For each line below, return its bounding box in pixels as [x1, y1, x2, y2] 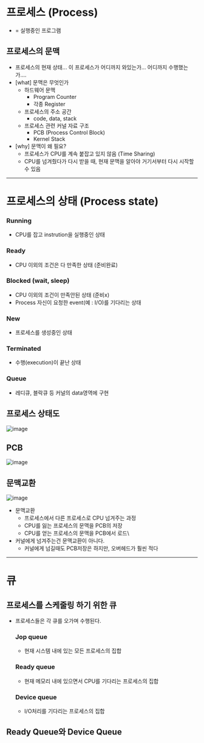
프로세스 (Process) [6, 5, 98, 19]
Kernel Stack [33, 135, 66, 143]
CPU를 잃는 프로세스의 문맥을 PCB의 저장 [24, 522, 123, 529]
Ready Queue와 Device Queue [6, 727, 123, 738]
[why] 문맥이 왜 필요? [15, 142, 67, 149]
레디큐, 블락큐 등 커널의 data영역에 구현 [15, 389, 109, 396]
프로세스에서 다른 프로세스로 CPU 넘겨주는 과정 [24, 514, 137, 522]
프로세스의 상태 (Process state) [6, 194, 159, 208]
